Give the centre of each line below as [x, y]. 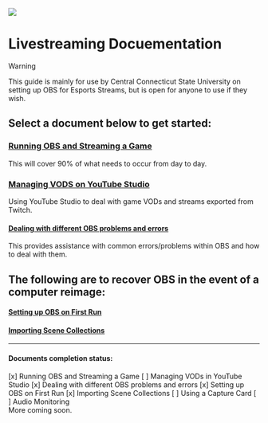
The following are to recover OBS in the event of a [134, 279]
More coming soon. [40, 409]
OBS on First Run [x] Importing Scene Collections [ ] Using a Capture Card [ [132, 393]
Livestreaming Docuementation [115, 44]
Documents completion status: [61, 358]
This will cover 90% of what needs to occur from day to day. [108, 163]
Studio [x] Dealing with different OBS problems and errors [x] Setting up [126, 384]
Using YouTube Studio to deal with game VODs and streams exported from [131, 201]
